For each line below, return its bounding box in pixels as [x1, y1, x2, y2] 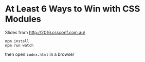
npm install [5, 38, 29, 44]
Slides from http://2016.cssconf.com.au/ [5, 29, 86, 35]
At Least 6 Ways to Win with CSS [5, 3, 140, 14]
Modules [5, 13, 41, 25]
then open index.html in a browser [5, 51, 74, 57]
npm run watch [5, 43, 34, 48]
